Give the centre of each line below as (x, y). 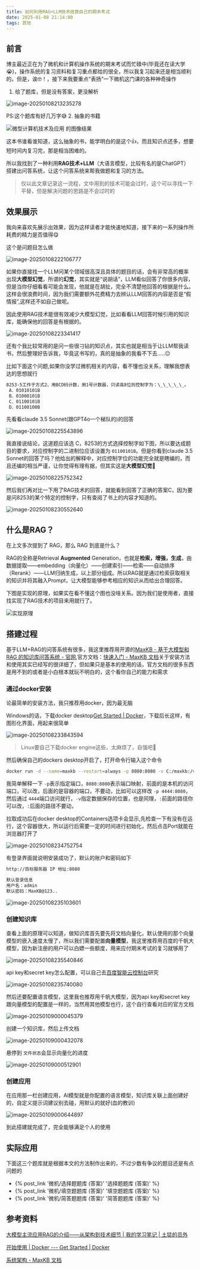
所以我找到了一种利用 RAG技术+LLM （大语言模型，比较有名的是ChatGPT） (98, 163)
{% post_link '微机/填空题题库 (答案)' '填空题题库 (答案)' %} (87, 1191)
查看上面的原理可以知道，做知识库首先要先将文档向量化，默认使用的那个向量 (100, 933)
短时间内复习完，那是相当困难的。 (48, 151)
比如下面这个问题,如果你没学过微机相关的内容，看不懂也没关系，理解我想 (96, 366)
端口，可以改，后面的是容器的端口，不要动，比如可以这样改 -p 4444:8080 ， (99, 791)
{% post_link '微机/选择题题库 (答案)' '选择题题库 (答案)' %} (87, 1184)
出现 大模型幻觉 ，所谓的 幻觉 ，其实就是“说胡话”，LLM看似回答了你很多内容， (100, 279)
